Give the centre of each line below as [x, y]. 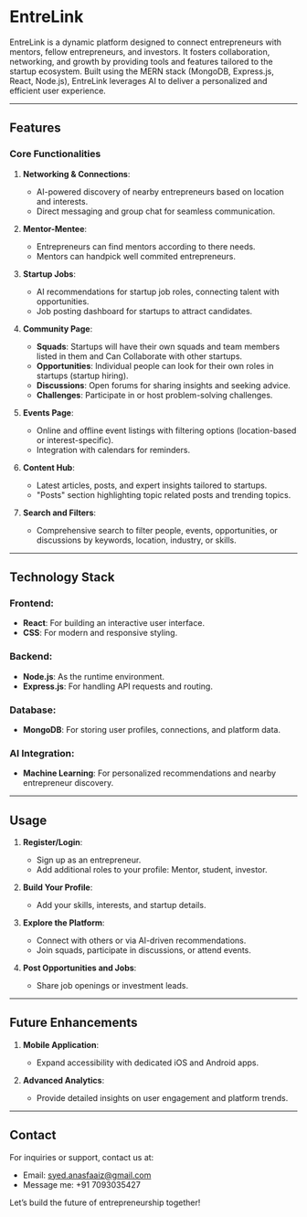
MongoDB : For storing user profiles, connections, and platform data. [152, 729]
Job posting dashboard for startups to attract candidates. [144, 311]
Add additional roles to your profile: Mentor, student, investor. [152, 870]
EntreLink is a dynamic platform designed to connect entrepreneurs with [145, 42]
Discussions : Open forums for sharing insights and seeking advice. [163, 385]
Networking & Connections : [76, 174]
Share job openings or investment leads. [112, 986]
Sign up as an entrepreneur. [89, 860]
